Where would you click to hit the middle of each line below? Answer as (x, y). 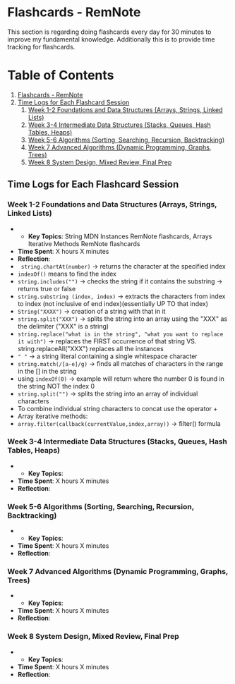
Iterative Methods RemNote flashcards (84, 243)
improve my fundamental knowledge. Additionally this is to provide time (111, 39)
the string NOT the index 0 (56, 386)
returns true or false (47, 288)
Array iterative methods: (53, 416)
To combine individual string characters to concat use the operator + (117, 408)
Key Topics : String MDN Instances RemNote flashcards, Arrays (120, 236)
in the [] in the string (47, 371)
